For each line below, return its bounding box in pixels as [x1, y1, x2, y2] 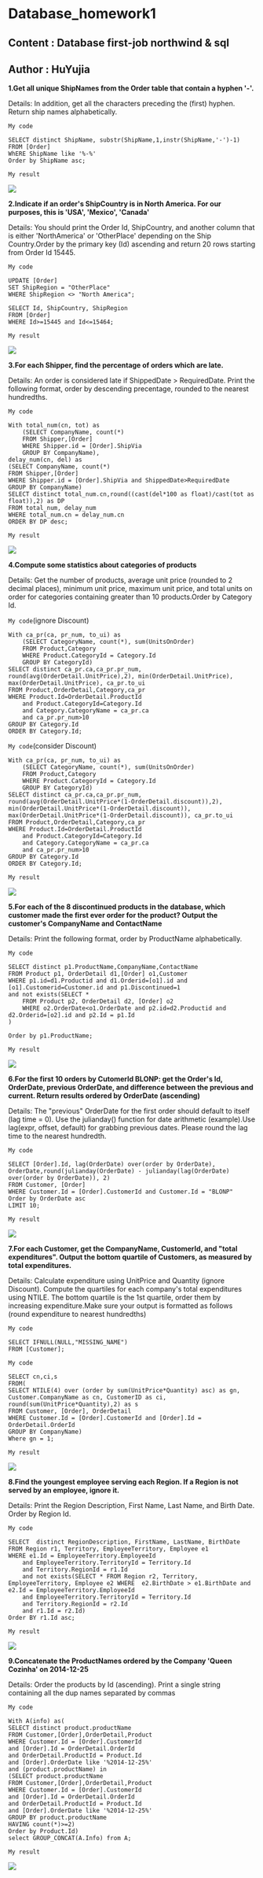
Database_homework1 [8, 5, 157, 23]
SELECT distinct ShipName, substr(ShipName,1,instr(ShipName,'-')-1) [8, 136, 241, 144]
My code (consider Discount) [8, 741, 97, 751]
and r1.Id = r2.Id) [22, 1607, 86, 1615]
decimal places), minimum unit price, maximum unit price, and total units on [8, 584, 253, 593]
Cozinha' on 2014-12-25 [8, 1665, 89, 1674]
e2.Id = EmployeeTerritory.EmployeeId [8, 1587, 135, 1595]
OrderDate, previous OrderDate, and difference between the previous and [8, 1083, 254, 1092]
